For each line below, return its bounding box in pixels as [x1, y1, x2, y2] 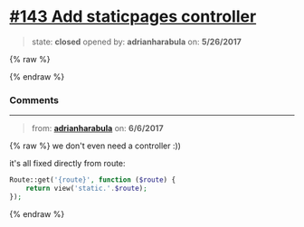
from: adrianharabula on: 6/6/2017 [31, 123, 165, 134]
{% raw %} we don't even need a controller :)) [9, 140, 181, 151]
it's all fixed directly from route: [9, 158, 126, 169]
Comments [9, 93, 59, 106]
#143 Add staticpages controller [9, 6, 257, 27]
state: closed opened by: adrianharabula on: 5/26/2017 [31, 36, 242, 47]
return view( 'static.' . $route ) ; [25, 184, 147, 194]
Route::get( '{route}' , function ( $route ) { [9, 175, 176, 184]
